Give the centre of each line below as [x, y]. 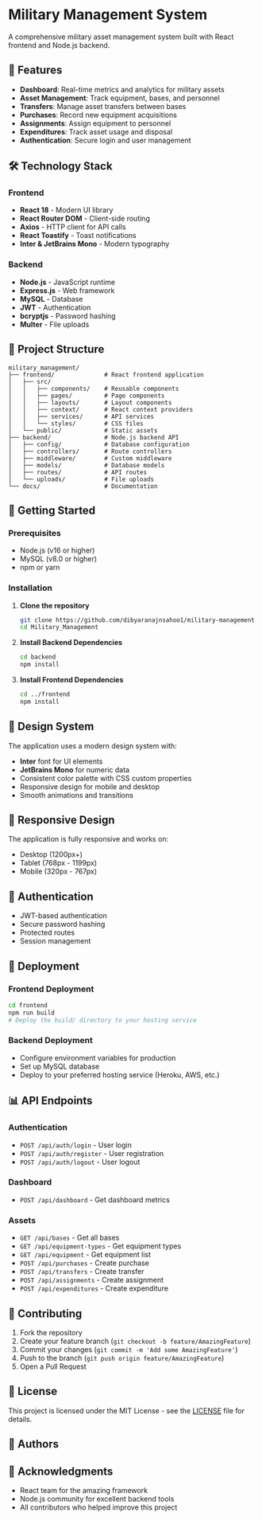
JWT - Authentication [55, 307]
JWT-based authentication [63, 916]
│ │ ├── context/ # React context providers [101, 409]
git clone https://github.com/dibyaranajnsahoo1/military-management [137, 620]
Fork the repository [51, 1332]
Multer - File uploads [54, 324]
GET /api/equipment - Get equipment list [85, 1255]
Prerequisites [35, 533]
